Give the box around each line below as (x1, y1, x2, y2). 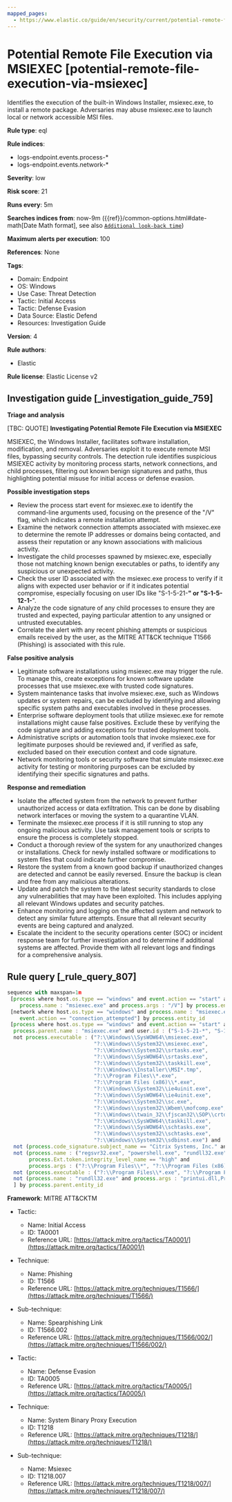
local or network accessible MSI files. (7, 113, 114, 122)
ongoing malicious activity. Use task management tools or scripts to (17, 826, 211, 834)
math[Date (7, 222, 37, 230)
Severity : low (7, 174, 46, 182)
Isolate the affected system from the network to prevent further (17, 797, 197, 805)
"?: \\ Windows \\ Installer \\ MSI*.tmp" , (93, 1066, 202, 1073)
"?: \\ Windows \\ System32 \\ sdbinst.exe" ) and (93, 1137, 221, 1144)
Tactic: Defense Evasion (17, 305, 86, 313)
